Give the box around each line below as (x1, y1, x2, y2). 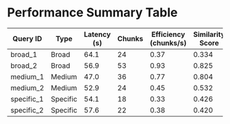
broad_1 (10, 49, 38, 59)
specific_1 (10, 94, 44, 103)
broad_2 (10, 60, 38, 70)
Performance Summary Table (7, 5, 178, 21)
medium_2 (10, 83, 44, 92)
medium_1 (10, 72, 44, 82)
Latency (84, 29, 111, 39)
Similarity (192, 29, 226, 39)
